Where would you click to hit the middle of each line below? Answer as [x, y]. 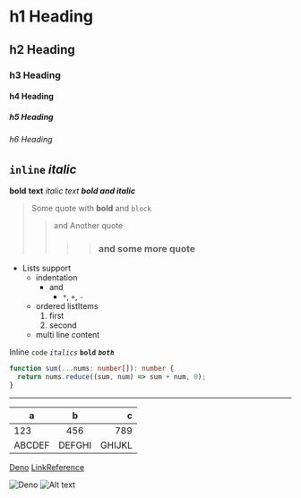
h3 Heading [35, 75]
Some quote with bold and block [91, 209]
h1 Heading [52, 17]
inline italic [43, 169]
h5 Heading [31, 116]
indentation [56, 278]
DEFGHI [75, 445]
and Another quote [88, 226]
